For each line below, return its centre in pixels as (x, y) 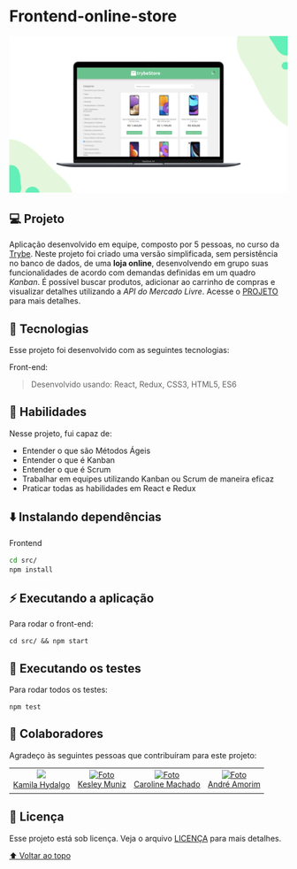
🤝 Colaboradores (57, 734)
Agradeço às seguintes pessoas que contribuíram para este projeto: (133, 755)
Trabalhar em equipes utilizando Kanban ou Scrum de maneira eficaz (148, 479)
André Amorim (234, 784)
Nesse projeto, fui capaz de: (61, 433)
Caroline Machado (167, 784)
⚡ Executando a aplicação (82, 598)
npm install (31, 569)
